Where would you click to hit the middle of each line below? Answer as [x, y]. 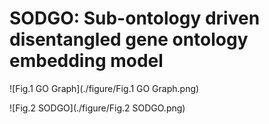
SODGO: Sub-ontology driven [135, 18]
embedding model [86, 61]
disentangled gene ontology [129, 39]
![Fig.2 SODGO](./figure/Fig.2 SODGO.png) [97, 108]
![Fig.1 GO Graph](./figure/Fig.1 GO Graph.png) [104, 88]
